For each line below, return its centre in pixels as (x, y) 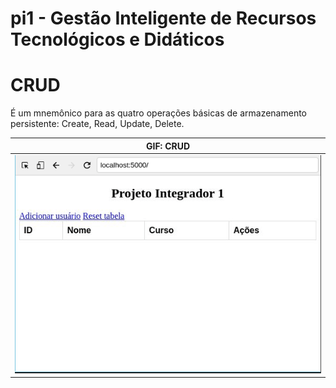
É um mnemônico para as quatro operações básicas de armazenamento (158, 113)
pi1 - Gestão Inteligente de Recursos (163, 18)
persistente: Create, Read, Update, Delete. (97, 124)
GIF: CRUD (168, 146)
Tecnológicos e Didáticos (117, 39)
